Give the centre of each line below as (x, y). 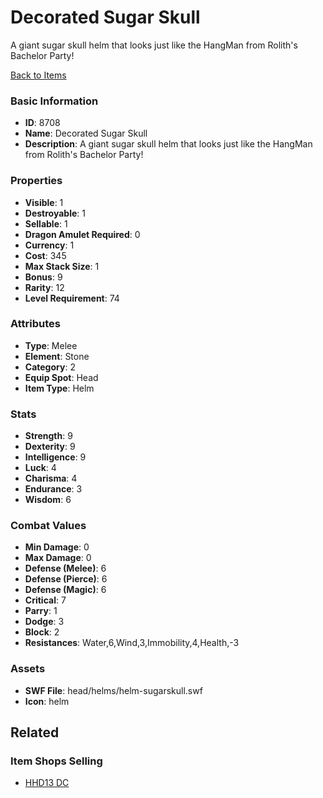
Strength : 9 (48, 436)
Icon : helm (47, 701)
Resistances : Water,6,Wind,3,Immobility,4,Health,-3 (132, 643)
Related (35, 732)
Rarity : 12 (44, 287)
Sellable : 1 (46, 223)
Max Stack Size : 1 (62, 266)
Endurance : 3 (53, 489)
